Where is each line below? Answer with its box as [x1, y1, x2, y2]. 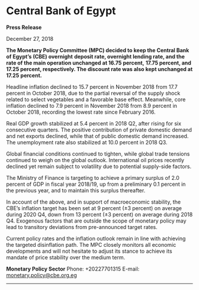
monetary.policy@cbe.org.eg [6, 271, 77, 279]
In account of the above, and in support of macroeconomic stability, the [6, 198, 181, 205]
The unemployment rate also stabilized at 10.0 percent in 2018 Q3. [6, 138, 168, 146]
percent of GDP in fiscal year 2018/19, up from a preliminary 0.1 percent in [6, 181, 186, 188]
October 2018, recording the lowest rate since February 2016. [6, 108, 156, 115]
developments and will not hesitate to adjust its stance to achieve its [6, 247, 173, 254]
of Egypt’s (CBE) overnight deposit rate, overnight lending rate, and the [6, 53, 185, 60]
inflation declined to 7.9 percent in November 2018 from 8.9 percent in [6, 102, 178, 109]
